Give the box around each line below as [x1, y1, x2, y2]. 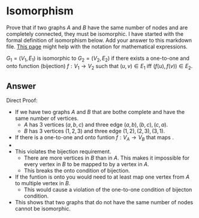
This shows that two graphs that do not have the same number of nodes [14, 199, 194, 206]
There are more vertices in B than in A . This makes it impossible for [23, 154, 190, 162]
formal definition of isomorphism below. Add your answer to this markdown [6, 36, 192, 44]
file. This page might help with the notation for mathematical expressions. [6, 43, 188, 50]
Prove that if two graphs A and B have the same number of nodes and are [6, 24, 188, 31]
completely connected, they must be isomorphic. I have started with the [6, 30, 184, 37]
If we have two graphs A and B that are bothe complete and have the [14, 109, 185, 116]
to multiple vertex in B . [14, 180, 71, 187]
